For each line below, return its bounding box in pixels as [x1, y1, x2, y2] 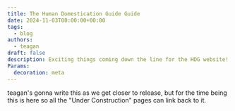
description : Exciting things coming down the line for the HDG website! [7, 56, 229, 63]
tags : [7, 23, 23, 30]
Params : [7, 63, 30, 70]
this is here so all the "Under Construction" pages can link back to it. [7, 96, 207, 104]
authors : [7, 37, 33, 44]
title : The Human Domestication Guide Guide [7, 10, 140, 18]
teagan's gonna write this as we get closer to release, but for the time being [7, 89, 227, 97]
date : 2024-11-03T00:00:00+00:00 [7, 17, 106, 24]
